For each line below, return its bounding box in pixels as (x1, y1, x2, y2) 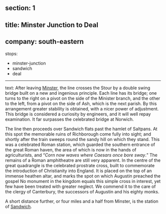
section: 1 (5, 4, 36, 12)
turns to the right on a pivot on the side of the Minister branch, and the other (5, 95, 161, 101)
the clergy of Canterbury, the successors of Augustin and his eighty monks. (5, 188, 160, 194)
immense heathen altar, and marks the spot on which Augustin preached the (5, 173, 161, 179)
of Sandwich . (5, 203, 32, 209)
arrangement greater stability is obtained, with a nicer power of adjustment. (5, 106, 159, 111)
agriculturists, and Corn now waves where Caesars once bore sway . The (5, 152, 158, 158)
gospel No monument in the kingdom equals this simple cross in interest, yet (5, 178, 161, 184)
